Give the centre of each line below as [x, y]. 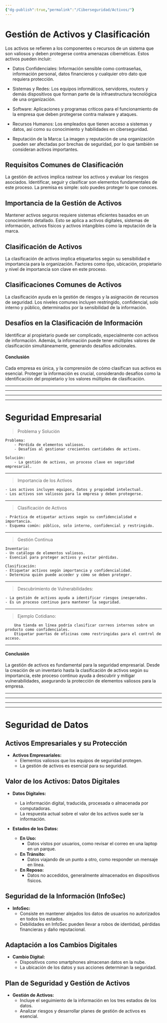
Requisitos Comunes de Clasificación [64, 165]
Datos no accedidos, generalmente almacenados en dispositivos [93, 875]
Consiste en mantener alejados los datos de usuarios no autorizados [90, 913]
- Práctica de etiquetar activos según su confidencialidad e [71, 517]
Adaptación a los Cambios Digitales [61, 945]
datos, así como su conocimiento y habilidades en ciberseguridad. [80, 129]
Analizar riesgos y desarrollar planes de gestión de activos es [83, 1011]
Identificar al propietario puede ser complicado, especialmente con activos [82, 335]
